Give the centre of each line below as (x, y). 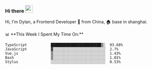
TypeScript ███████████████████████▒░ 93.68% (64, 45)
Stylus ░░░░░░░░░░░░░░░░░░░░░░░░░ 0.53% (63, 62)
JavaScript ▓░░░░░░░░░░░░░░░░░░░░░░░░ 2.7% (62, 49)
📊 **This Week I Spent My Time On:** (44, 34)
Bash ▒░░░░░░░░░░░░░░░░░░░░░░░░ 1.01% (63, 58)
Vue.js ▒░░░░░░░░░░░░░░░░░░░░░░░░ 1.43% (63, 53)
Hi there (15, 11)
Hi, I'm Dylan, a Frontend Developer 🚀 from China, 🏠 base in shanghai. (76, 22)
